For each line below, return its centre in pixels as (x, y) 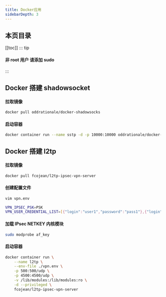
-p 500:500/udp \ (32, 271)
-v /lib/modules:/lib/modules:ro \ (51, 280)
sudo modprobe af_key (27, 235)
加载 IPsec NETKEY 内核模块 (34, 224)
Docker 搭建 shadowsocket (48, 88)
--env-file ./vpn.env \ (39, 266)
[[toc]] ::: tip (17, 48)
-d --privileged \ (33, 285)
